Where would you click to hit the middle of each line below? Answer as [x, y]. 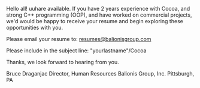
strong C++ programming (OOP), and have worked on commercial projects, [99, 15]
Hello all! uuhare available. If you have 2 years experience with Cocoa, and [98, 9]
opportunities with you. [35, 27]
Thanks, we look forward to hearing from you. [63, 62]
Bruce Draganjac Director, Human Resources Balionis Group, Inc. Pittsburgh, [100, 73]
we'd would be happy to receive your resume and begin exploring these [95, 21]
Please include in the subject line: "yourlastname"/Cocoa [76, 51]
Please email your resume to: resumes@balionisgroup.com [79, 39]
